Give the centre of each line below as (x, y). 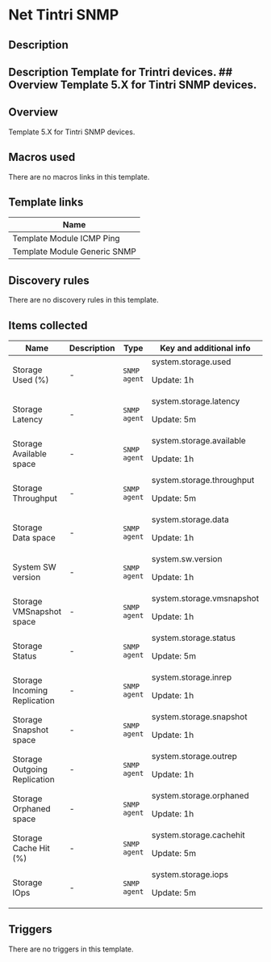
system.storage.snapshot (200, 717)
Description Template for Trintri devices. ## (121, 72)
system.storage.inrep (192, 677)
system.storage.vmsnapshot (206, 599)
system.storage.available (199, 441)
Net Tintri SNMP (64, 15)
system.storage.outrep (195, 756)
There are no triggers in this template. (71, 949)
